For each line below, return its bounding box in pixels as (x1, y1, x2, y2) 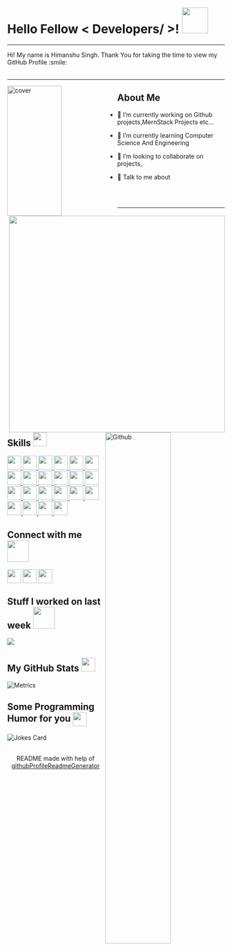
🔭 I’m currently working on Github (117, 110, 213, 119)
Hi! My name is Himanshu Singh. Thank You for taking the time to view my (7, 51, 217, 59)
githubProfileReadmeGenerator (11, 761, 100, 769)
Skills (7, 437, 31, 448)
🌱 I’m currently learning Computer (117, 131, 214, 139)
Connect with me (7, 529, 83, 541)
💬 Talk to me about (117, 173, 171, 181)
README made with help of (16, 754, 95, 762)
